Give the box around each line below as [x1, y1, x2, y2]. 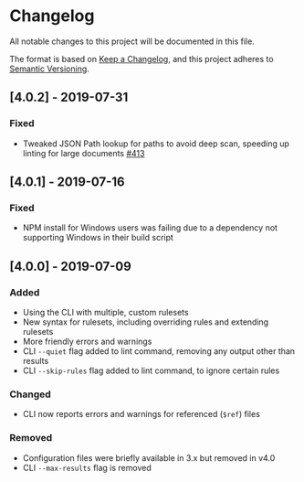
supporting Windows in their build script [22, 232, 173, 243]
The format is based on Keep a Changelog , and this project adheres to [9, 53, 274, 64]
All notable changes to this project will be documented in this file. [9, 36, 256, 47]
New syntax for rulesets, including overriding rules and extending [22, 316, 269, 327]
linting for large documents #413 [22, 147, 145, 158]
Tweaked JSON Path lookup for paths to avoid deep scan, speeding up [22, 138, 290, 149]
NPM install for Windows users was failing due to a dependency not [22, 222, 278, 233]
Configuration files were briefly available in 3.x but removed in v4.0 [22, 452, 276, 463]
